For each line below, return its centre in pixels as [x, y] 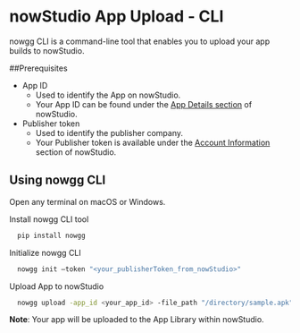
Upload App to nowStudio [57, 286]
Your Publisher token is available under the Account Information [153, 142]
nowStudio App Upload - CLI [117, 17]
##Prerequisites [39, 68]
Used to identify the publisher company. [109, 132]
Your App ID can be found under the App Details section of [144, 104]
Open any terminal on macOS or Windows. [87, 201]
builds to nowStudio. [47, 50]
